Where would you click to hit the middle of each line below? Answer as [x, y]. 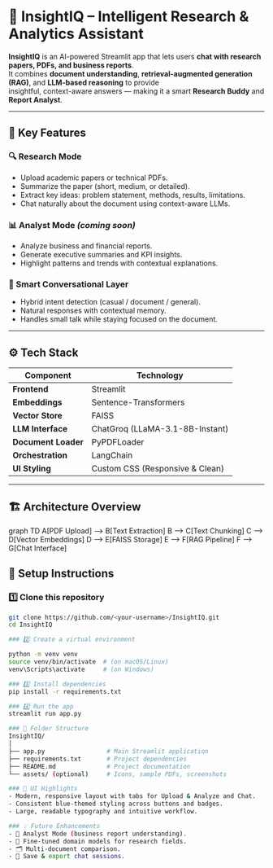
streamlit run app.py [45, 714]
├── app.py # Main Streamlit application [108, 751]
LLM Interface [40, 429]
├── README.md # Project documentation [100, 766]
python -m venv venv [43, 655]
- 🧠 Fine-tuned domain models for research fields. [97, 841]
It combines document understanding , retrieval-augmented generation [131, 73]
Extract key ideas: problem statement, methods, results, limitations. [132, 195]
